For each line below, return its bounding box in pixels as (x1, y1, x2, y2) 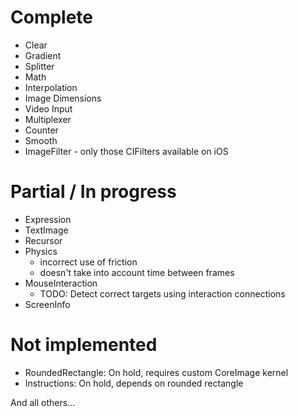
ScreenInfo (24, 298, 71, 310)
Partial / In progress (10, 181, 177, 203)
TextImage (24, 224, 69, 236)
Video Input (24, 102, 73, 115)
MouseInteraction (24, 277, 98, 289)
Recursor (24, 234, 63, 246)
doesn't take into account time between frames (39, 266, 235, 278)
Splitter (24, 60, 55, 72)
